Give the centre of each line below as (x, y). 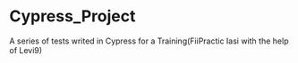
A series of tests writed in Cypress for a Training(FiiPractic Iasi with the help (149, 41)
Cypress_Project (72, 16)
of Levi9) (26, 50)
